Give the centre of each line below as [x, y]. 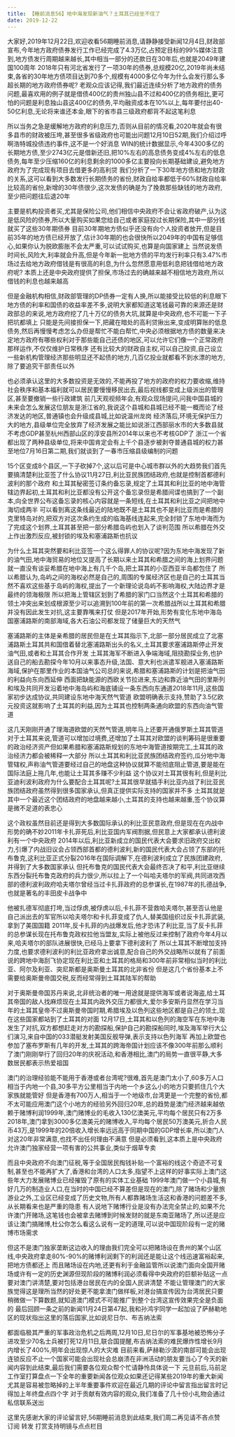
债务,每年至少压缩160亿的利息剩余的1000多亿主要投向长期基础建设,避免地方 [116, 161]
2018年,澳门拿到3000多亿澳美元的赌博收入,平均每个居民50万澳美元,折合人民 [117, 1121]
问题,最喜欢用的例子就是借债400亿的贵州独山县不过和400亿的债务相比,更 [113, 93]
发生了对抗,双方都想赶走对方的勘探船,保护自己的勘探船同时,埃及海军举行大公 [117, 1027]
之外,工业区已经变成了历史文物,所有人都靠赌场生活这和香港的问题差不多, [123, 1197]
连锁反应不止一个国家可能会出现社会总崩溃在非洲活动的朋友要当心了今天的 [114, 1359]
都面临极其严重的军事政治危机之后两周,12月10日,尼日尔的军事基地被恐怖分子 [116, 1332]
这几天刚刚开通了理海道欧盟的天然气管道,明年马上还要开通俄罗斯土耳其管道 [115, 729]
